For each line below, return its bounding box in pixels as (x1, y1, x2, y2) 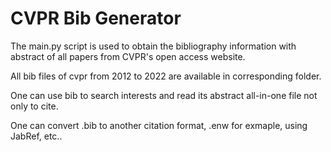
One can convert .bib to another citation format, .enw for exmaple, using (10, 119, 308, 131)
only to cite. (10, 100, 59, 112)
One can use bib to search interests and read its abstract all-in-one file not (10, 89, 318, 101)
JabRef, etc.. (10, 130, 63, 142)
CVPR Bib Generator (10, 7, 182, 30)
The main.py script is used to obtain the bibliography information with (10, 40, 297, 52)
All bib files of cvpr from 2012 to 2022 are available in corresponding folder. (10, 70, 322, 82)
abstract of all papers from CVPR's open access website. (10, 50, 246, 62)
